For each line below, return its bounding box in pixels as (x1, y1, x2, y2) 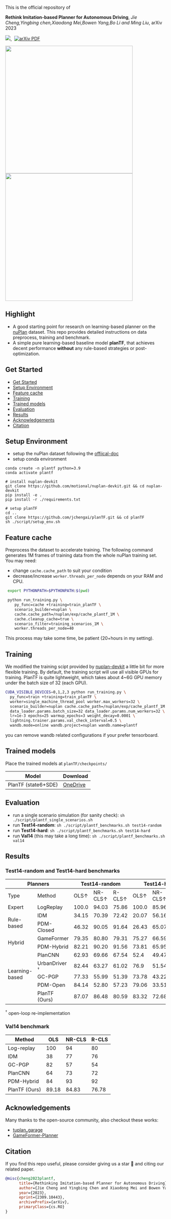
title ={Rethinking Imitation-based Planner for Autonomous (18, 1181, 147, 1186)
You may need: (5, 558, 37, 564)
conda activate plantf (5, 470, 53, 476)
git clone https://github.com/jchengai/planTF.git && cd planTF (5, 515, 145, 520)
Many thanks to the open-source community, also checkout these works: (5, 1117, 159, 1123)
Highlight (5, 310, 36, 318)
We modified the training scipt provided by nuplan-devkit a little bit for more (5, 663, 164, 670)
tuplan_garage (12, 1127, 43, 1133)
